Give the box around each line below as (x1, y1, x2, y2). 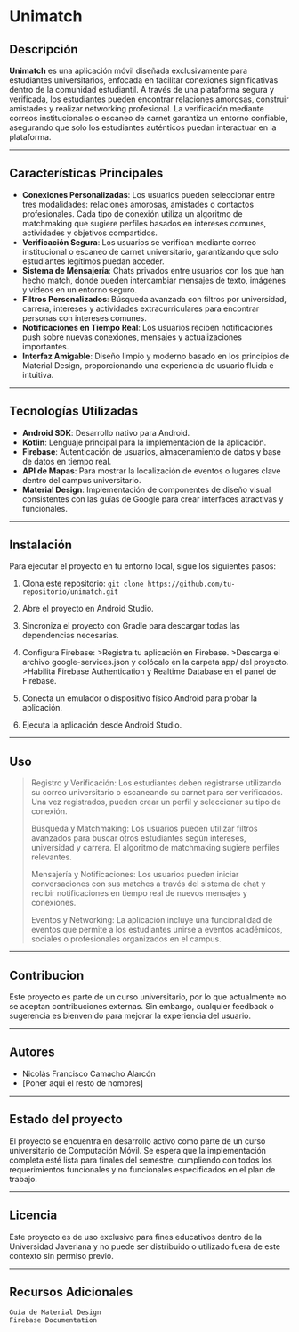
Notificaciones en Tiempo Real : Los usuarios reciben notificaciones (21, 322, 273, 333)
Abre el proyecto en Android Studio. (21, 604, 154, 614)
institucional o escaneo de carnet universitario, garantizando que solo (21, 246, 279, 257)
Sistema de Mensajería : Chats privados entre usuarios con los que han (21, 265, 285, 275)
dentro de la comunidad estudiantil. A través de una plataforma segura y (9, 85, 274, 95)
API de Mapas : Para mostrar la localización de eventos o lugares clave (21, 465, 281, 476)
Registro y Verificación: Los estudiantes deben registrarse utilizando (30, 777, 282, 788)
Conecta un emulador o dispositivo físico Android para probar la (21, 693, 258, 703)
